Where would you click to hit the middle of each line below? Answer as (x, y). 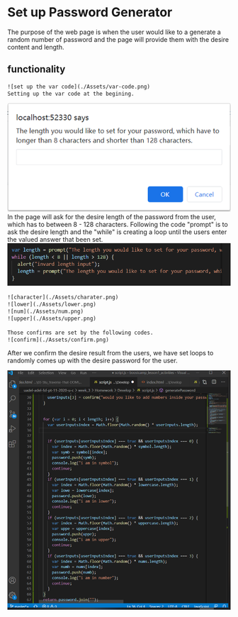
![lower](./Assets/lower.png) (52, 304)
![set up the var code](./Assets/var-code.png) (79, 87)
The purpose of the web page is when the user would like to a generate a (114, 32)
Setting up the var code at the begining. (71, 94)
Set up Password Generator (90, 12)
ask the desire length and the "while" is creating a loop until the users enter (117, 232)
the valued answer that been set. (55, 240)
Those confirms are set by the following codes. (80, 333)
